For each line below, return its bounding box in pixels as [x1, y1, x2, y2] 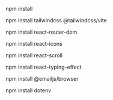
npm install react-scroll [5, 52, 63, 59]
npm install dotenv [5, 87, 52, 94]
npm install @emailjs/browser [5, 75, 79, 82]
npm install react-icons [5, 40, 63, 47]
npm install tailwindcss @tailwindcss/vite [5, 17, 108, 23]
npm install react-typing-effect [5, 63, 82, 70]
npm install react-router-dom [5, 28, 78, 36]
